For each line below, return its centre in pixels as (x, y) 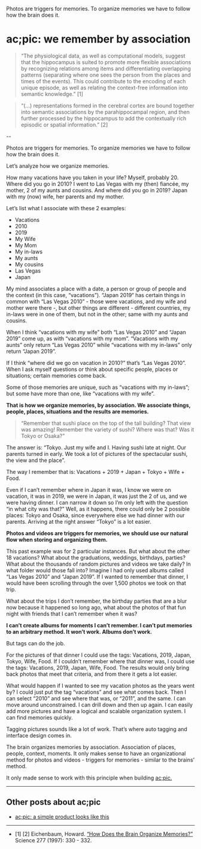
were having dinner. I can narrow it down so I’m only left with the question (97, 502)
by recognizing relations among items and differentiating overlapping (106, 68)
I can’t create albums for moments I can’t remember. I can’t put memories (99, 625)
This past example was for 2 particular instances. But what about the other (98, 551)
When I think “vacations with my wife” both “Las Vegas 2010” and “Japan (96, 332)
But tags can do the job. (36, 643)
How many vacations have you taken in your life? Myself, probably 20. (92, 177)
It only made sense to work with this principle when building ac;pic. (89, 778)
